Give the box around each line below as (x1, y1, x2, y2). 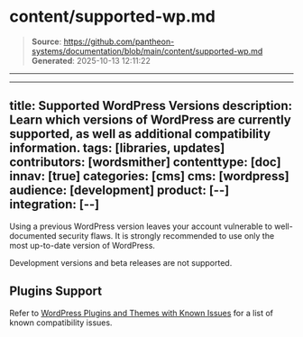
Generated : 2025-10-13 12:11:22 (31, 55, 151, 66)
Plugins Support (9, 284, 102, 299)
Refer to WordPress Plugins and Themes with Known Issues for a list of (9, 307, 273, 318)
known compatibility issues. (9, 317, 113, 328)
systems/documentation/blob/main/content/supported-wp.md (31, 45, 263, 56)
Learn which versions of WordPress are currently (9, 113, 291, 128)
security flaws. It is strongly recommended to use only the (58, 230, 275, 241)
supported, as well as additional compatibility (9, 126, 271, 141)
